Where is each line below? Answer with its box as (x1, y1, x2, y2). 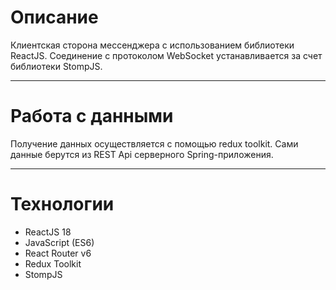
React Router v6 (24, 247, 92, 259)
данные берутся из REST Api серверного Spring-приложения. (10, 148, 274, 160)
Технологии (10, 193, 115, 216)
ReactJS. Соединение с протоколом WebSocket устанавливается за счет (10, 49, 323, 61)
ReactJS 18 (24, 226, 72, 238)
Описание (10, 6, 99, 29)
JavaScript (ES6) (24, 236, 95, 248)
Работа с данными (10, 105, 174, 128)
